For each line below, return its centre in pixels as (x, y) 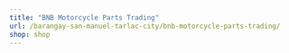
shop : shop (30, 34)
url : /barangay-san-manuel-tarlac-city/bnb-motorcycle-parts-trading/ (145, 26)
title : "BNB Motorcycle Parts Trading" (84, 18)
